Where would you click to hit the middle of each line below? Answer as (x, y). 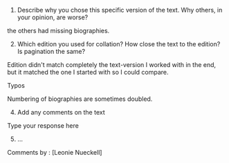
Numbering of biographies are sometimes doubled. (80, 99)
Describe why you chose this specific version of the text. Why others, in (120, 10)
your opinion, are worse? (53, 17)
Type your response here (43, 126)
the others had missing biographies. (58, 31)
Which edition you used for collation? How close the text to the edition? (119, 44)
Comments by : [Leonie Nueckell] (55, 152)
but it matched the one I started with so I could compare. (88, 72)
